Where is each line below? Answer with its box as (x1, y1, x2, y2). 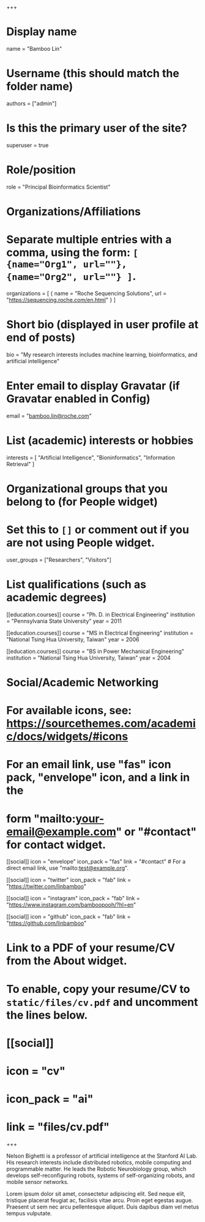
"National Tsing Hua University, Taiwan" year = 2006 (6, 635, 140, 643)
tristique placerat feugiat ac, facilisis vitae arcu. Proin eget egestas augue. (6, 1197, 193, 1204)
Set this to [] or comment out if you (6, 523, 190, 537)
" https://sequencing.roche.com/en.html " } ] (6, 296, 116, 303)
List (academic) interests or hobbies (6, 433, 194, 447)
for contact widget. (6, 837, 106, 851)
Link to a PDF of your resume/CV (6, 941, 176, 955)
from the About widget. (6, 954, 127, 968)
